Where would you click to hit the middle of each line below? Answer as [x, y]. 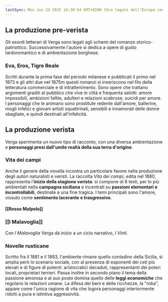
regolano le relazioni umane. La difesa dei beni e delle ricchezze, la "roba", [82, 283]
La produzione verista [40, 130]
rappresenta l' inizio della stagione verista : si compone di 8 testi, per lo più [82, 181]
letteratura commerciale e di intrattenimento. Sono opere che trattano [77, 87]
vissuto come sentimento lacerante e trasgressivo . [58, 197]
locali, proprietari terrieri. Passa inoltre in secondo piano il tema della [76, 273]
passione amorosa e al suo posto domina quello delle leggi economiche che [84, 278]
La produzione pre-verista [47, 30]
